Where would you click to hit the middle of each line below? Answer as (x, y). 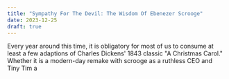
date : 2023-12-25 (32, 20)
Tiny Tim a (22, 68)
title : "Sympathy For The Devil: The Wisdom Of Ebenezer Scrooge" (105, 14)
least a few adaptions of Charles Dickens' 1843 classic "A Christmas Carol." (115, 53)
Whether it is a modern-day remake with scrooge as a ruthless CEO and (110, 61)
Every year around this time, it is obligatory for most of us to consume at (110, 46)
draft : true (24, 26)
